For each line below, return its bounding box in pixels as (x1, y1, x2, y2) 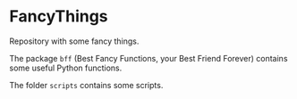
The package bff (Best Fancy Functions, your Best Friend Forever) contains (9, 53, 288, 63)
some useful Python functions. (9, 62, 123, 73)
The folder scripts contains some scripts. (9, 79, 164, 90)
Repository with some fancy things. (9, 36, 140, 46)
